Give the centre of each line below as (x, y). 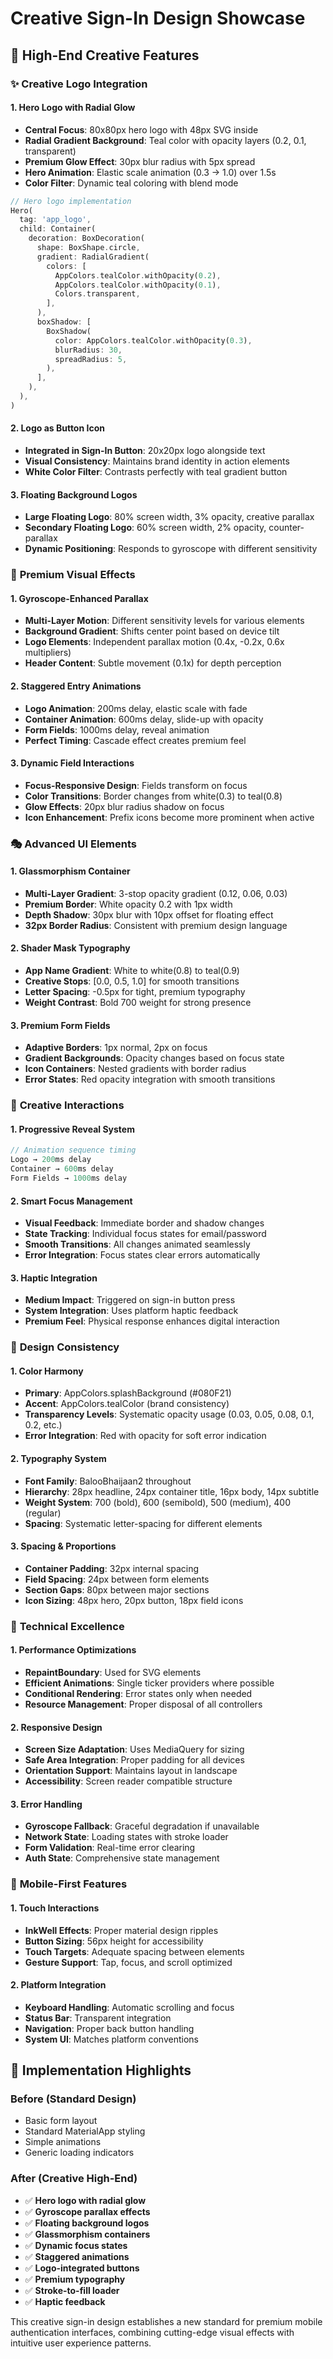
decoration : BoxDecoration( (86, 238)
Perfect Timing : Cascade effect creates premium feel (135, 740)
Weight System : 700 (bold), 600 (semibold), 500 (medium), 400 (158, 1502)
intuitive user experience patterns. (81, 2343)
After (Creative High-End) (74, 2179)
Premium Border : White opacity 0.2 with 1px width (128, 904)
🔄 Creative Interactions (67, 1105)
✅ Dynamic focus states (76, 2245)
